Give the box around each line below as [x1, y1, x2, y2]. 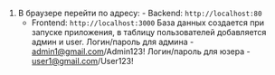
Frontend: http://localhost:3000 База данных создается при [31, 17, 265, 28]
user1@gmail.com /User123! [31, 56, 134, 66]
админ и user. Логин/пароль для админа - [31, 36, 194, 47]
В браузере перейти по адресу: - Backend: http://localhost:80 [17, 8, 262, 18]
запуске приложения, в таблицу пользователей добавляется [31, 27, 267, 37]
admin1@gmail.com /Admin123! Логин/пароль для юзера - [31, 46, 251, 57]
